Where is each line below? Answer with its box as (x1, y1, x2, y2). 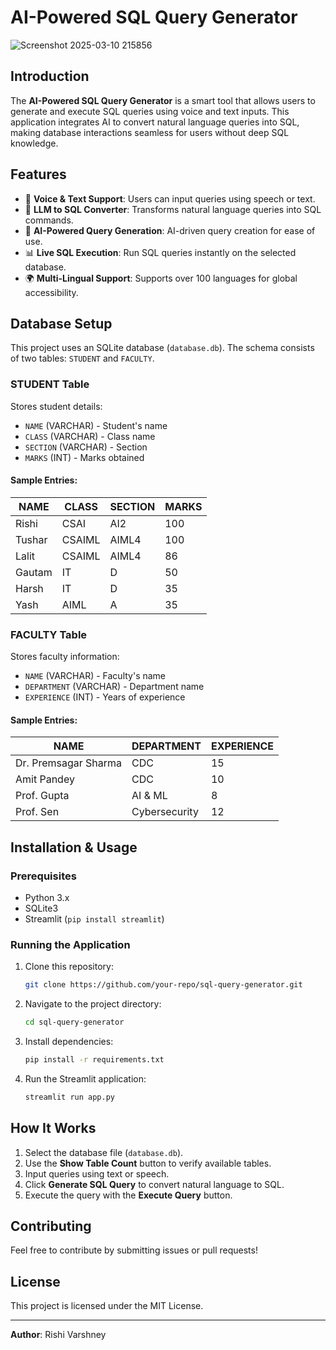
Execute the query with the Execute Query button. (24, 1189, 233, 1201)
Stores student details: (10, 400, 103, 412)
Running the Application (10, 937, 131, 951)
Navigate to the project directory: (24, 998, 162, 1010)
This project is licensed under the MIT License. (10, 1300, 204, 1312)
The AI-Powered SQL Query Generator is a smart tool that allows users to (10, 94, 316, 106)
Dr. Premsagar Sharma (15, 756, 123, 770)
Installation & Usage (10, 839, 138, 856)
